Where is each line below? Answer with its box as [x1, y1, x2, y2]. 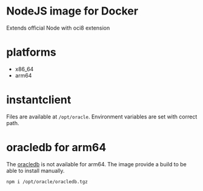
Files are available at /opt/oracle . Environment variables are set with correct [6, 113, 198, 120]
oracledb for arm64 [6, 141, 107, 154]
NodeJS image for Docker [6, 4, 138, 18]
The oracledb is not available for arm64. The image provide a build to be [6, 160, 187, 167]
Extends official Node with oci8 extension [6, 24, 110, 31]
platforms [6, 45, 56, 59]
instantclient [6, 93, 72, 107]
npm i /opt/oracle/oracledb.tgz [6, 178, 88, 185]
